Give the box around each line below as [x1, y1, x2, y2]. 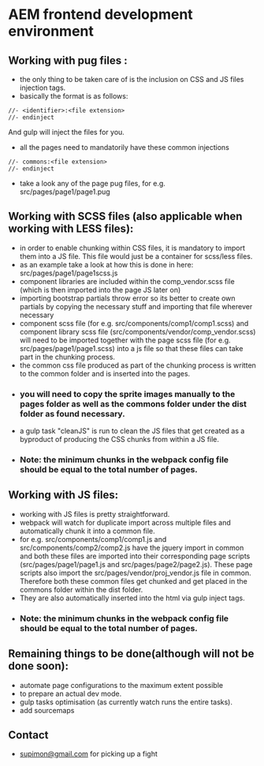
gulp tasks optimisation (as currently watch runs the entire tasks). [19, 697, 233, 707]
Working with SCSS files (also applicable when [8, 210, 243, 223]
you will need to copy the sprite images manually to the [19, 388, 236, 399]
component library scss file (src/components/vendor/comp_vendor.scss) [19, 327, 256, 336]
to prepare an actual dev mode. [19, 689, 122, 698]
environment [8, 22, 95, 40]
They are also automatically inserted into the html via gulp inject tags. [19, 593, 246, 603]
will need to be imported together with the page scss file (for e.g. [19, 335, 231, 345]
